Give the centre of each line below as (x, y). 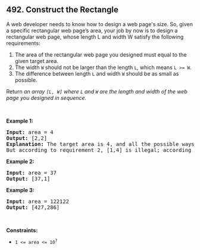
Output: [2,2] (27, 138)
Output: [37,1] (28, 179)
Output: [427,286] (33, 207)
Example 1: (20, 121)
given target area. (36, 61)
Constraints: (22, 230)
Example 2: (20, 161)
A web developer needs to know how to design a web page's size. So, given (100, 24)
